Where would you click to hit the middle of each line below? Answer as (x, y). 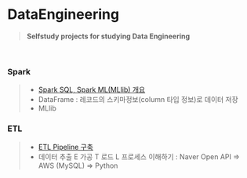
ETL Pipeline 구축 (65, 147)
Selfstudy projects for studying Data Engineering (108, 36)
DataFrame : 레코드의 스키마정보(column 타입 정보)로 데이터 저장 (138, 100)
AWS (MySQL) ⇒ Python (78, 165)
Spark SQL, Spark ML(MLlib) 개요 (92, 90)
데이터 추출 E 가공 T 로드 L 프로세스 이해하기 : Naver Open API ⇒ (139, 156)
